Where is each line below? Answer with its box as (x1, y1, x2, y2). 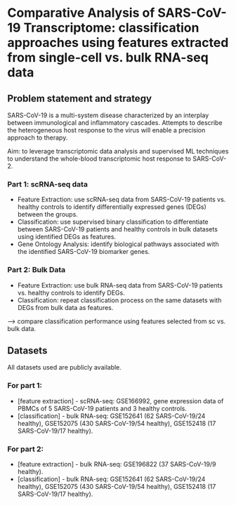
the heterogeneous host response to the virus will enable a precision (7, 126, 206, 134)
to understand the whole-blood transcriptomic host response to (7, 154, 192, 163)
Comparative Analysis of (7, 5, 155, 21)
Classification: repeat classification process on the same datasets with (17, 296, 222, 304)
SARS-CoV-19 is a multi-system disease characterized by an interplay (7, 111, 209, 119)
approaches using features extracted (7, 35, 229, 50)
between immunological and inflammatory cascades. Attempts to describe (7, 119, 223, 127)
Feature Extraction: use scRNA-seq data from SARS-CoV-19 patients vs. (17, 195, 226, 204)
